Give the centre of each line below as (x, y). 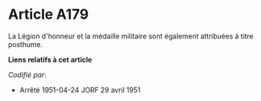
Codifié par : (27, 74)
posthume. (25, 44)
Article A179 (48, 14)
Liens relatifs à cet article (50, 60)
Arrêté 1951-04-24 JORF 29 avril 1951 (80, 90)
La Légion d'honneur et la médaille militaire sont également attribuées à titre (131, 36)
